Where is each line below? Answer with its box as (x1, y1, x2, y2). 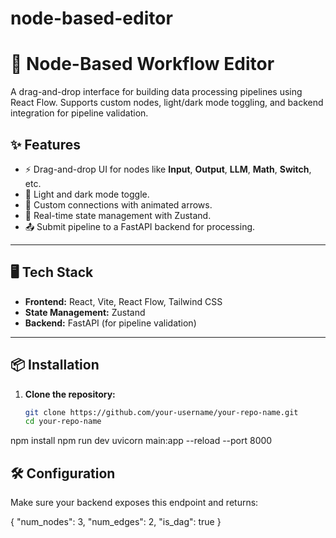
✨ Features (10, 136, 81, 153)
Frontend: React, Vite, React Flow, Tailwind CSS (24, 295, 223, 307)
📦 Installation (10, 357, 100, 374)
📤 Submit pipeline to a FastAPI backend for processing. (24, 220, 256, 232)
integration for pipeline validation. (10, 107, 149, 119)
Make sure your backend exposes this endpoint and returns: (10, 497, 259, 509)
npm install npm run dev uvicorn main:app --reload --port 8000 (10, 435, 273, 447)
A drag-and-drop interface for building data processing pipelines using (10, 86, 303, 98)
